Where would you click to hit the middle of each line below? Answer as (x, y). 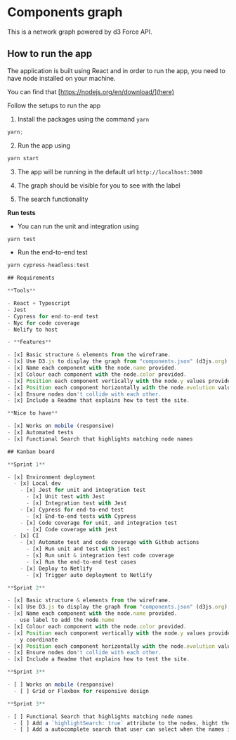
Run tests (21, 212)
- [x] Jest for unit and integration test (83, 490)
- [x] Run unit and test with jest (78, 549)
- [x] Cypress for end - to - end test (72, 509)
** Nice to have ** (33, 413)
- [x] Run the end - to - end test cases (81, 562)
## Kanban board (31, 452)
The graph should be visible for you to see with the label (99, 185)
